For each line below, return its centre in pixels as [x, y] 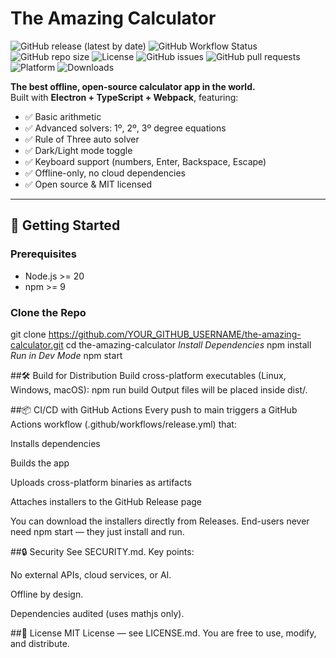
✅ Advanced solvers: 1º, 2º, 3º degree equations [125, 128]
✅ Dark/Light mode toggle [78, 150]
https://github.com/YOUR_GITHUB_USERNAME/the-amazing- [175, 334]
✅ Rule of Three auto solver [82, 139]
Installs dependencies [55, 443]
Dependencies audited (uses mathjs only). [97, 613]
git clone [28, 334]
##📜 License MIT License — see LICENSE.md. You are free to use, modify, [163, 633]
